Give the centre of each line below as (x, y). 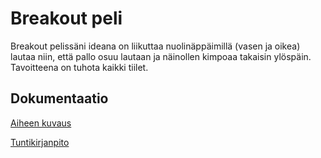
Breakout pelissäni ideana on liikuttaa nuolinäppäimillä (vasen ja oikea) (155, 46)
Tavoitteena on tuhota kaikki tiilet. (79, 67)
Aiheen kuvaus (41, 123)
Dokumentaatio (59, 98)
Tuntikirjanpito (40, 142)
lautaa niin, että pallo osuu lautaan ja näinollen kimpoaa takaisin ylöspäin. (161, 56)
